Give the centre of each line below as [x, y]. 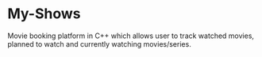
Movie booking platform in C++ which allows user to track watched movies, [131, 36]
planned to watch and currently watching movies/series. [99, 44]
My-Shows [44, 14]
